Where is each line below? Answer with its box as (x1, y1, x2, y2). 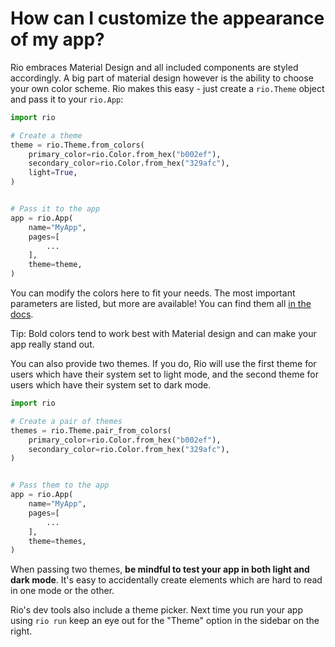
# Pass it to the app (10, 204, 101, 214)
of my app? (10, 28, 105, 51)
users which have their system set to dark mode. (10, 379, 212, 391)
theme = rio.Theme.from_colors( (10, 140, 145, 150)
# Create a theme (10, 130, 83, 141)
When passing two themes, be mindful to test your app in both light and (10, 563, 310, 576)
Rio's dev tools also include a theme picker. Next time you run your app (10, 604, 303, 616)
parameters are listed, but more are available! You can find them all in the (10, 298, 312, 310)
